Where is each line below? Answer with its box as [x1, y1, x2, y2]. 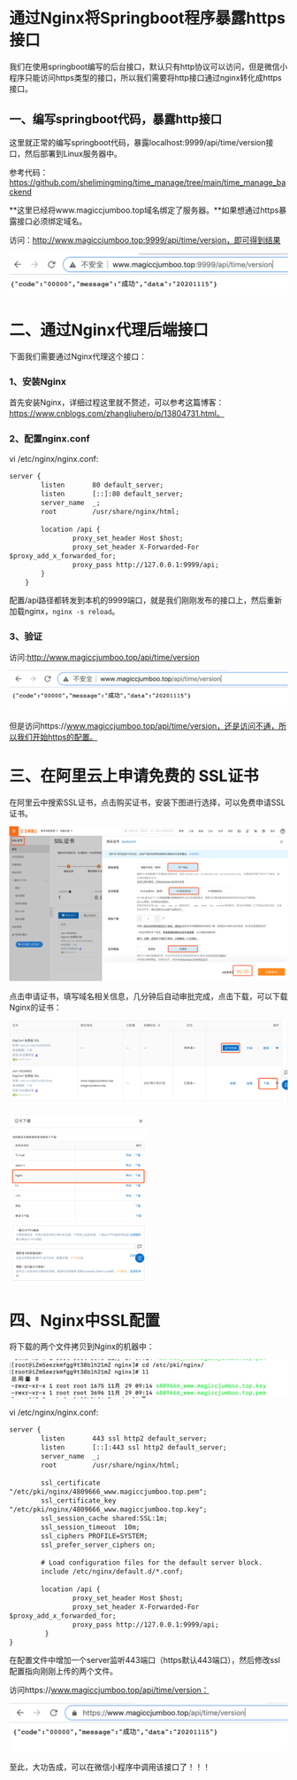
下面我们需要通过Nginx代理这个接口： [9, 351, 148, 362]
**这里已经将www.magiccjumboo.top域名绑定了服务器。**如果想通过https [9, 205, 279, 215]
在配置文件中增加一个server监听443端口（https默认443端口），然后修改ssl [9, 1654, 281, 1665]
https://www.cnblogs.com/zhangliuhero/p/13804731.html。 [9, 409, 225, 419]
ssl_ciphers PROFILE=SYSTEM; [41, 1531, 148, 1541]
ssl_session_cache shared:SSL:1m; [41, 1513, 168, 1523]
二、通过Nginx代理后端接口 [9, 320, 209, 340]
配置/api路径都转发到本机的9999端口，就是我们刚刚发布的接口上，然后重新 [9, 595, 283, 605]
